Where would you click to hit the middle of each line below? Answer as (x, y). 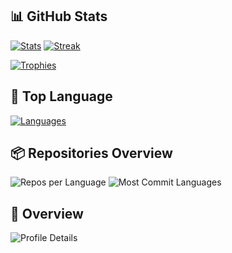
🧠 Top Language (61, 96)
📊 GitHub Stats (59, 16)
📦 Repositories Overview (91, 153)
